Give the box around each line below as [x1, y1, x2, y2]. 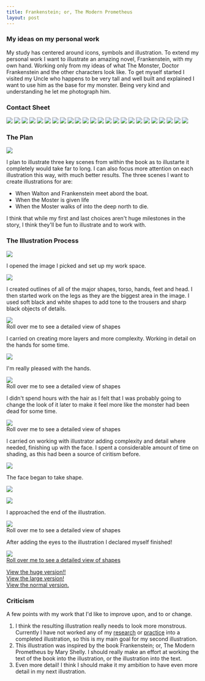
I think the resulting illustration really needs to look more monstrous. [15, 622, 187, 630]
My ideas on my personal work [6, 35, 100, 43]
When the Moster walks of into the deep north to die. [15, 203, 149, 210]
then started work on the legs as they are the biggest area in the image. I [6, 292, 190, 299]
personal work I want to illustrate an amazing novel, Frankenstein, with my [6, 55, 193, 62]
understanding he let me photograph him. [6, 88, 111, 95]
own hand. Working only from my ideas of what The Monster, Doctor [6, 62, 179, 69]
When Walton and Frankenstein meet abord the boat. [15, 190, 149, 197]
